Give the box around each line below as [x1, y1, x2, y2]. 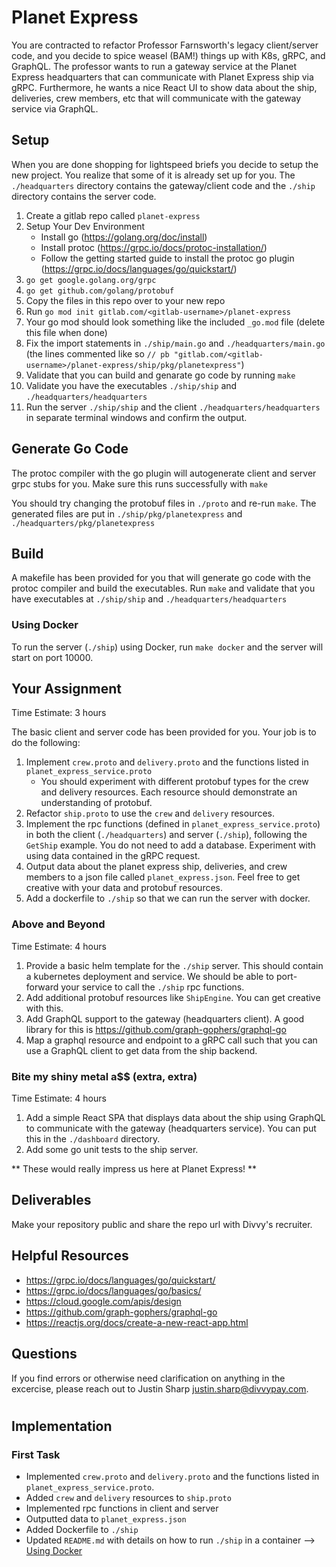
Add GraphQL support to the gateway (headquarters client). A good [25, 1012, 305, 1025]
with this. [25, 1002, 64, 1014]
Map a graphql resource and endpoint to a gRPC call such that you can [25, 1034, 318, 1046]
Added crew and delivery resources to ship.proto [25, 1492, 232, 1503]
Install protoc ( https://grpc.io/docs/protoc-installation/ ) [40, 241, 268, 253]
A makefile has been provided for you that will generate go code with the [11, 572, 312, 584]
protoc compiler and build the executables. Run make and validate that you [11, 582, 316, 595]
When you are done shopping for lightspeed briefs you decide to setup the [11, 158, 319, 170]
